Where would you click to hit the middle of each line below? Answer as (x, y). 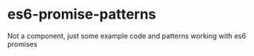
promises (22, 44)
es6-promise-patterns (82, 14)
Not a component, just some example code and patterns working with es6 (127, 36)
